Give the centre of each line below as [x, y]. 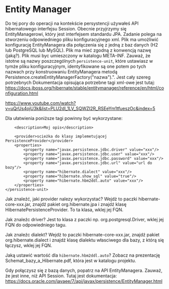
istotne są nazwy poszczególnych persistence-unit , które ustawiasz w [79, 61]
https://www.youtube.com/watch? [41, 103]
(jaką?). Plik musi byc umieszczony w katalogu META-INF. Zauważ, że [78, 55]
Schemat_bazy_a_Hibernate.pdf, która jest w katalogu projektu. [71, 260]
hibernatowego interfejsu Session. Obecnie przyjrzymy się [66, 28]
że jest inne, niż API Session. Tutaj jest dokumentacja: [61, 276]
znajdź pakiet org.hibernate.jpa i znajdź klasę [80, 204]
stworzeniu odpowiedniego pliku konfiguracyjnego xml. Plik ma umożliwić [82, 39]
